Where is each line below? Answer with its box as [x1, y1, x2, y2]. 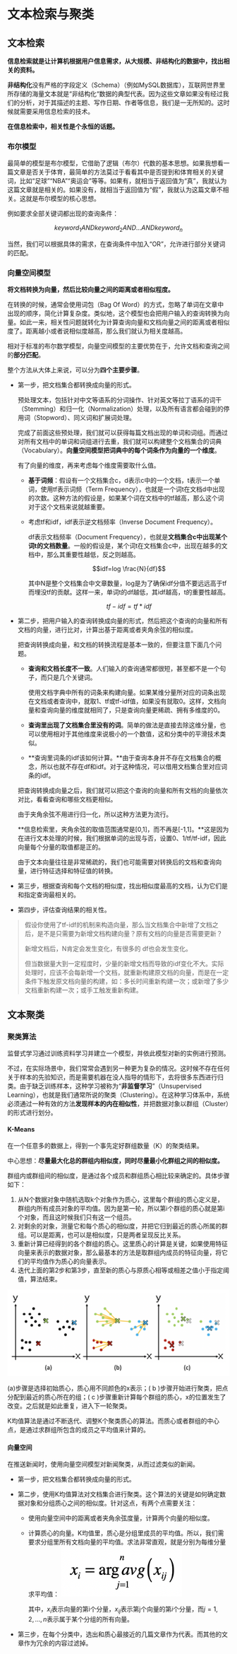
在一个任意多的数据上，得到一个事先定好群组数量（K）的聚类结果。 [7, 1142, 203, 1150]
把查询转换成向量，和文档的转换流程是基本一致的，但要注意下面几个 [17, 640, 216, 649]
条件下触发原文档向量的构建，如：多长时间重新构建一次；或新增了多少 [24, 977, 229, 986]
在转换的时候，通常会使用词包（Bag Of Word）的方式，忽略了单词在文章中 [7, 300, 224, 309]
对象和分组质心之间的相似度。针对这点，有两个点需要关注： [23, 1499, 197, 1508]
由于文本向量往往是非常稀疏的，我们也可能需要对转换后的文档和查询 [17, 858, 216, 867]
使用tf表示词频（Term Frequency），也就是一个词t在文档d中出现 [40, 485, 225, 493]
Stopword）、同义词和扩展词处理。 [36, 413, 136, 422]
